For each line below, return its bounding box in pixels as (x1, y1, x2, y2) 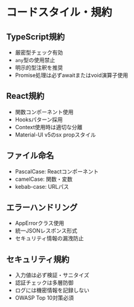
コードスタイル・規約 (6, 5, 113, 19)
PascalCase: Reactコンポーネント (14, 167, 99, 175)
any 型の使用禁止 (14, 56, 56, 64)
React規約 (6, 91, 45, 101)
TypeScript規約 (6, 32, 65, 42)
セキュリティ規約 (6, 254, 69, 265)
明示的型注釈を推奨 (14, 64, 63, 71)
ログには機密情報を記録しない (14, 286, 89, 294)
